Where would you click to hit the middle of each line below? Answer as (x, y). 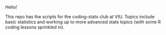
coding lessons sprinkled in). (35, 27)
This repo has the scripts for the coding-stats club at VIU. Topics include (80, 17)
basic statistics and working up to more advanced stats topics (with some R (83, 22)
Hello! (11, 7)
